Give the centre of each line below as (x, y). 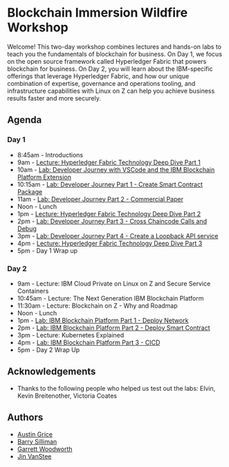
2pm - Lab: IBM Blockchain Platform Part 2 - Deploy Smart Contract (113, 328)
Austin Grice (35, 434)
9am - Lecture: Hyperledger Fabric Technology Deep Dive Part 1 (109, 162)
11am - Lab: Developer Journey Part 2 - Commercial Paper (100, 199)
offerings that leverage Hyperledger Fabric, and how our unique (98, 76)
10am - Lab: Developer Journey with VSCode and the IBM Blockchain (116, 169)
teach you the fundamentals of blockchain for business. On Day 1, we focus (115, 54)
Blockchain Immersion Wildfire (98, 13)
